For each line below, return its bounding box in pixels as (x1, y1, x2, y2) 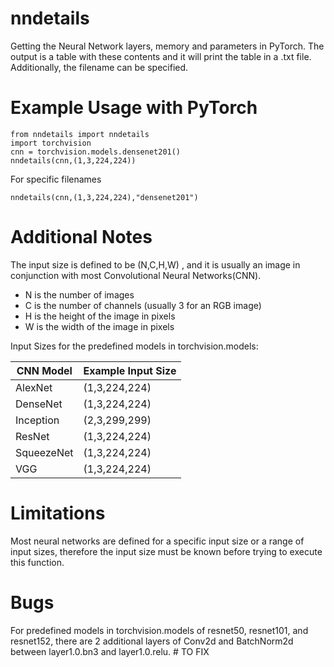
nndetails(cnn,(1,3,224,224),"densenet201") (10, 192, 199, 202)
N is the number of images (24, 288, 135, 301)
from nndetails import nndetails (10, 129, 150, 139)
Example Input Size (83, 363, 177, 377)
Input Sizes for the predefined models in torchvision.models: (10, 340, 259, 352)
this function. (10, 556, 65, 568)
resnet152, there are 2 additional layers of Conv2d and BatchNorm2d (10, 635, 294, 647)
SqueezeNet (15, 445, 74, 459)
